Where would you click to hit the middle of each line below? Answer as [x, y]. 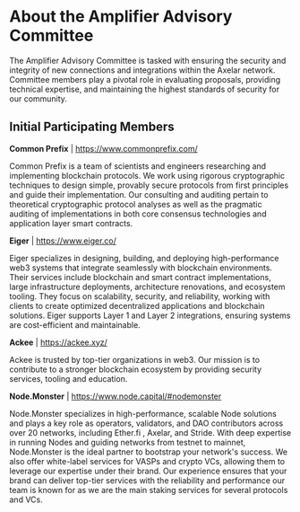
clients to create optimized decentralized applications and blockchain [137, 305]
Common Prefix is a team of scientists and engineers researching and [138, 166]
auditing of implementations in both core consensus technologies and [138, 214]
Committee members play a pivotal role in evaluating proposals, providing [145, 79]
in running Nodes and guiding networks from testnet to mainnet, [128, 442]
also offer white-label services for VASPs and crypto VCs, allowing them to [147, 461]
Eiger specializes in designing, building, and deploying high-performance [144, 258]
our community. [38, 98]
